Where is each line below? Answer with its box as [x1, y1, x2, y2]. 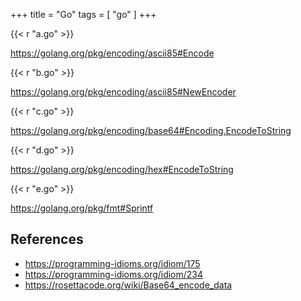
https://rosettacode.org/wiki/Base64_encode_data [24, 279, 233, 291]
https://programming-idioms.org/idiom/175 [24, 257, 201, 269]
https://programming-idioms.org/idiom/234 [24, 268, 204, 280]
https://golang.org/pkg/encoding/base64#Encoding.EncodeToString [10, 125, 292, 136]
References [10, 231, 84, 248]
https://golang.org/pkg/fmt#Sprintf [10, 202, 154, 214]
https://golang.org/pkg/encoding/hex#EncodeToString [10, 164, 234, 175]
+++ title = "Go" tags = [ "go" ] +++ [10, 9, 157, 20]
